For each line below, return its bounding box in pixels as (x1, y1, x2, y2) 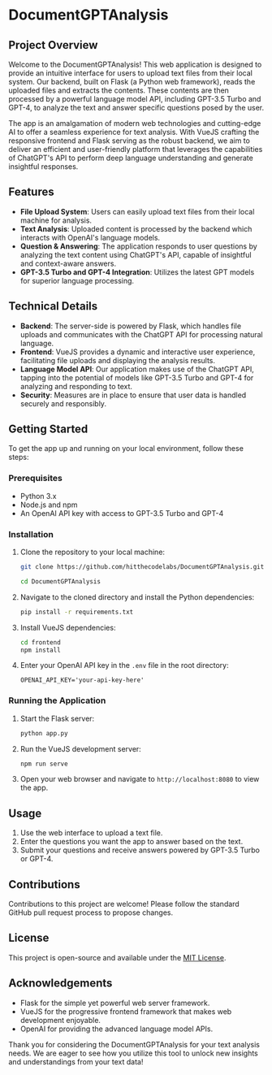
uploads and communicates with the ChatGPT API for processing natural (19, 329, 263, 339)
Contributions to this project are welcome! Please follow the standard (8, 899, 240, 909)
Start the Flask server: (19, 713, 95, 723)
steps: (8, 453, 29, 462)
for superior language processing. (19, 275, 135, 285)
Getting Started (8, 423, 89, 436)
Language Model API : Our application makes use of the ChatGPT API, (19, 364, 254, 374)
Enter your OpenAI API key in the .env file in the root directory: (19, 661, 229, 670)
